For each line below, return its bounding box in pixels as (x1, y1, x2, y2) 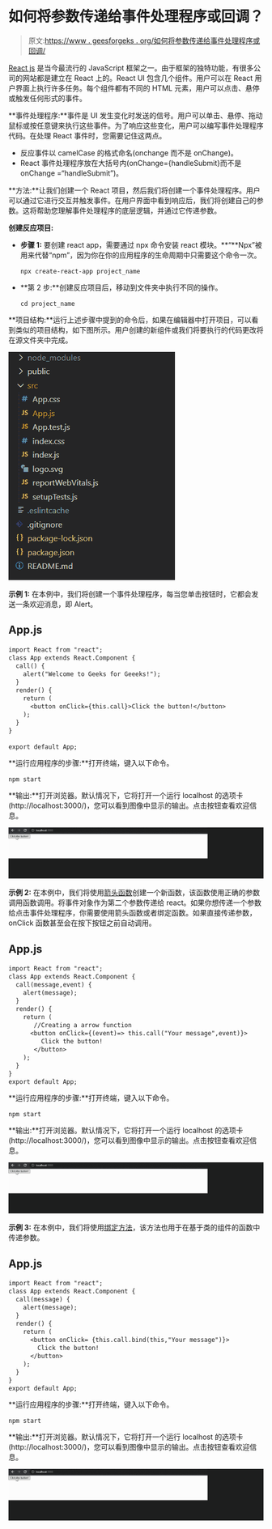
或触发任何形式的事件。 (8, 93, 87, 103)
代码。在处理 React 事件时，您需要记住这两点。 (8, 130, 167, 140)
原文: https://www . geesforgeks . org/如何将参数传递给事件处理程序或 (28, 36, 261, 45)
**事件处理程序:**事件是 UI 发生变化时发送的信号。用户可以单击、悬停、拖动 (8, 110, 263, 120)
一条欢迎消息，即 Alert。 (15, 599, 98, 609)
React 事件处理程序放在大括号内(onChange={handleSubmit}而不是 (19, 158, 242, 168)
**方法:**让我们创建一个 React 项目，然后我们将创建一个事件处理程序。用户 (8, 185, 261, 195)
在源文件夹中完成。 (8, 335, 73, 345)
